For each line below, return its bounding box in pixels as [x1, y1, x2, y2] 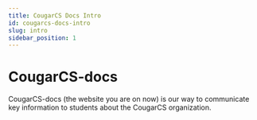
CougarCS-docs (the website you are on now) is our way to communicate [8, 95, 250, 104]
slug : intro [8, 26, 48, 34]
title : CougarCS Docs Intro [8, 11, 102, 20]
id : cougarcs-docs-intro [8, 19, 91, 27]
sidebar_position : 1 [8, 33, 77, 42]
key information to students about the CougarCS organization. [8, 103, 212, 112]
